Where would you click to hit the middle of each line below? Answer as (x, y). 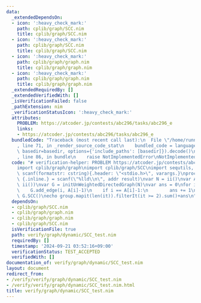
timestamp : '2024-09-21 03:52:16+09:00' (63, 246)
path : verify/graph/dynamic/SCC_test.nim (64, 235)
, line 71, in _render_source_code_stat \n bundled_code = (95, 145)
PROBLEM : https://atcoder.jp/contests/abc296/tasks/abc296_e (95, 124)
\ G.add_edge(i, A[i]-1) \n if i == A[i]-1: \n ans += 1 (104, 190)
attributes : (27, 118)
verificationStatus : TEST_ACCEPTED (56, 252)
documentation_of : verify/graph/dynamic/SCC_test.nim (75, 263)
